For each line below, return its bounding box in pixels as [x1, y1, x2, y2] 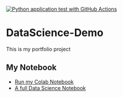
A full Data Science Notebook [14, 84, 86, 91]
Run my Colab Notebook [14, 78, 74, 85]
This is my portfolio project [6, 45, 71, 52]
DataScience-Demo [6, 26, 104, 39]
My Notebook [6, 62, 57, 73]
